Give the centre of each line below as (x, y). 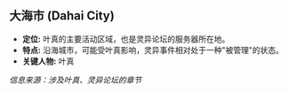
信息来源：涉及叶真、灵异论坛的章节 (76, 80)
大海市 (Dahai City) (62, 16)
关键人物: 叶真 (48, 61)
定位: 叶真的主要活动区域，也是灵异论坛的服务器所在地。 (126, 39)
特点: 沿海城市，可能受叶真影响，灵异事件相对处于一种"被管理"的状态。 (153, 50)
